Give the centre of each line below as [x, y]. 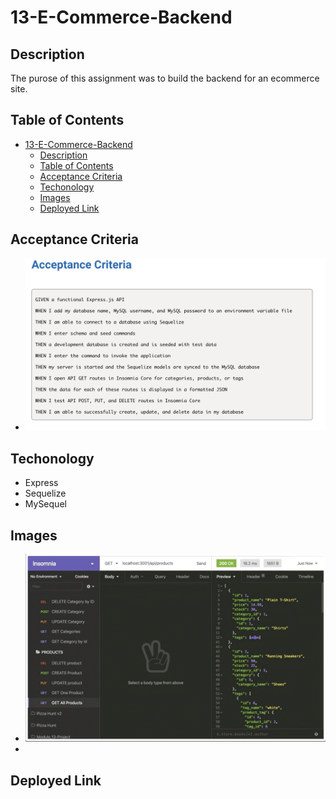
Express [41, 483]
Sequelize [45, 493]
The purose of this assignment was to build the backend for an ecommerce [165, 78]
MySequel [45, 504]
